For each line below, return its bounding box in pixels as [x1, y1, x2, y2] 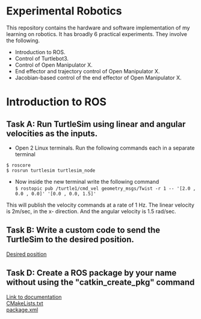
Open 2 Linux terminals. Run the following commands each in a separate [14, 144, 195, 151]
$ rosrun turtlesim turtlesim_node [6, 167, 96, 174]
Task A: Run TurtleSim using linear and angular [6, 119, 186, 129]
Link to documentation [6, 293, 62, 300]
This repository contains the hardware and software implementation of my [6, 24, 190, 31]
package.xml [6, 306, 39, 313]
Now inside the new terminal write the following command [14, 178, 159, 185]
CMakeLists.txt [6, 299, 43, 307]
